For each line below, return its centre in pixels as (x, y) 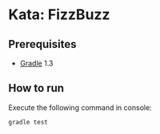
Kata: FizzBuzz (59, 15)
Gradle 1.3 (36, 63)
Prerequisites (42, 44)
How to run (36, 88)
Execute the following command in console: (80, 107)
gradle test (28, 122)
